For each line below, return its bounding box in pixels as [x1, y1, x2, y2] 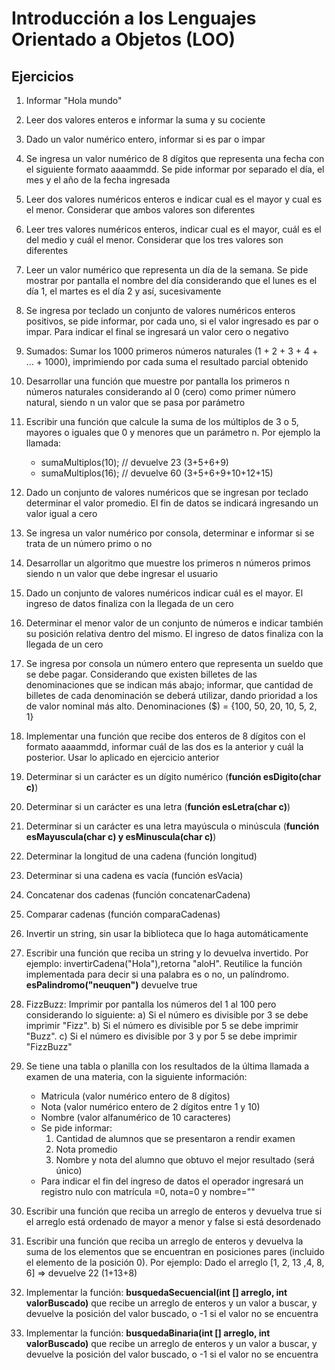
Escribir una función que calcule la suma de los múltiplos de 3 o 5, [25, 416, 299, 427]
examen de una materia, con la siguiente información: [25, 1071, 248, 1082]
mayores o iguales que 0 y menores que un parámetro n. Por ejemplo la [25, 427, 321, 438]
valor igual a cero [25, 508, 98, 519]
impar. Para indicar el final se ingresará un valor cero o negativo [25, 326, 289, 337]
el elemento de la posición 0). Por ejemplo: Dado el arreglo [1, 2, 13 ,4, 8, [25, 1257, 325, 1268]
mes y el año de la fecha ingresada [25, 174, 171, 186]
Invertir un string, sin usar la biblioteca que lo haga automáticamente [25, 928, 309, 939]
